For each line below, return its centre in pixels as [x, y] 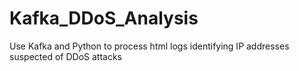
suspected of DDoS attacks [65, 56]
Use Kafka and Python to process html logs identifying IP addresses [149, 46]
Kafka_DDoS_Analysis [104, 18]
